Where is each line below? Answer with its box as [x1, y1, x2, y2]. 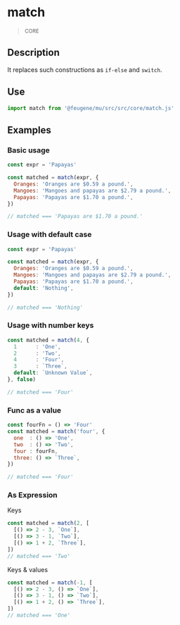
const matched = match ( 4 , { [7, 336, 90, 344]
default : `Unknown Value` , [13, 370, 93, 377]
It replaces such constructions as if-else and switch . [7, 65, 162, 74]
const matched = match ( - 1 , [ [7, 579, 93, 586]
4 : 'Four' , [13, 356, 65, 363]
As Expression [7, 490, 58, 500]
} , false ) [7, 376, 37, 383]
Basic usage [7, 145, 51, 155]
